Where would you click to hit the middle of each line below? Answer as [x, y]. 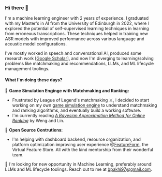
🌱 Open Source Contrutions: [34, 130]
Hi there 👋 [17, 8]
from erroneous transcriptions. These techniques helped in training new [77, 34]
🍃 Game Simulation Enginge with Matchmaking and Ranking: [67, 90]
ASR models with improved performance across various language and [75, 39]
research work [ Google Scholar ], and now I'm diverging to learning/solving [79, 59]
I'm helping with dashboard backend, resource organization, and [76, 139]
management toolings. [27, 69]
